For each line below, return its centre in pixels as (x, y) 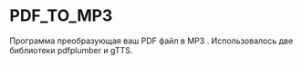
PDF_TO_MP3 (61, 16)
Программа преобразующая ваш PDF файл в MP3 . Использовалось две (151, 41)
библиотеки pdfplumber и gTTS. (71, 50)
